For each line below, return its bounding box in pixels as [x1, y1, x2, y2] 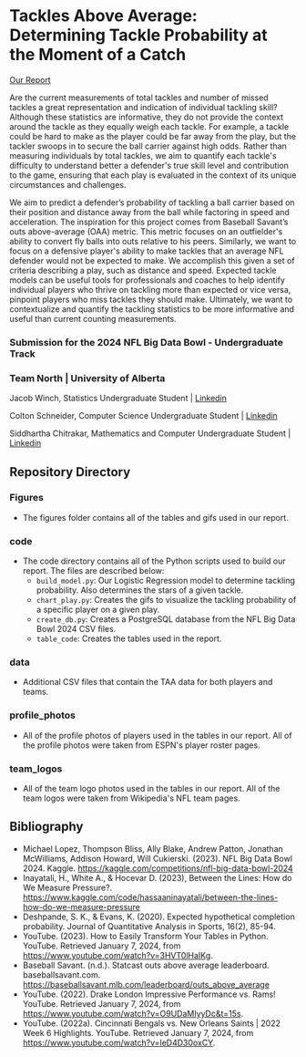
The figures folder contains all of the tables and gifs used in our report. [22, 512, 289, 523]
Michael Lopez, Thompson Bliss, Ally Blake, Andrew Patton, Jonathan [22, 843, 284, 854]
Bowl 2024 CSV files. [36, 624, 117, 635]
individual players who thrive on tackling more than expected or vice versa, [9, 284, 291, 295]
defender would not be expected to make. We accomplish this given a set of [9, 254, 295, 265]
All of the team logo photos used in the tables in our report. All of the [22, 783, 280, 794]
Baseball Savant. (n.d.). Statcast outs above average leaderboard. [22, 959, 270, 970]
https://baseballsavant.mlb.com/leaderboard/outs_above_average [22, 979, 270, 990]
